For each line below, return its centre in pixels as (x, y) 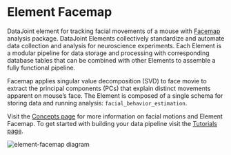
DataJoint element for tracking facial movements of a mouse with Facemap (114, 31)
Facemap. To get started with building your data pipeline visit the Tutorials (112, 123)
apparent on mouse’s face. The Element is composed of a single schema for (115, 95)
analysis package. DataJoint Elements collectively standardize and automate (116, 38)
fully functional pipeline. (41, 68)
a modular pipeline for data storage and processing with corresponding (108, 53)
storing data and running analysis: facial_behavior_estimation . (97, 103)
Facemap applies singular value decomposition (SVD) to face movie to (107, 81)
